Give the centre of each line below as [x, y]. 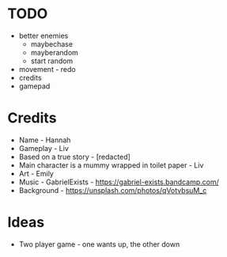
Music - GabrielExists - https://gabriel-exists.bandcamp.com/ [119, 182]
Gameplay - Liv [44, 148]
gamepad [34, 86]
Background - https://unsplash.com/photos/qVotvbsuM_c [113, 190]
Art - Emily [36, 173]
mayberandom [54, 52]
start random [52, 61]
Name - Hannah [45, 140]
